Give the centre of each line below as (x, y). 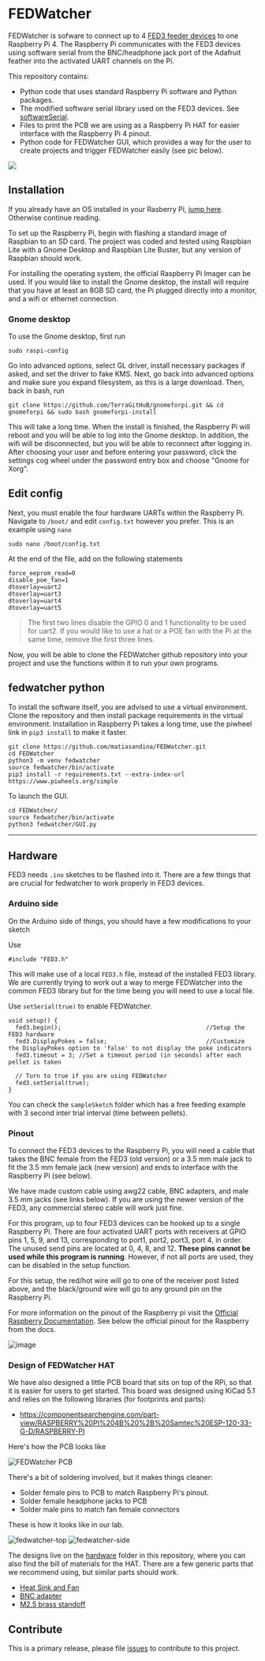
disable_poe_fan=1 (38, 580)
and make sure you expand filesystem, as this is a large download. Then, (126, 382)
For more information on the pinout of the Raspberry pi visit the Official (123, 1313)
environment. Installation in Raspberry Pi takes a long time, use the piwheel (130, 724)
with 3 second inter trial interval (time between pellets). (98, 1113)
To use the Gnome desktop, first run (67, 336)
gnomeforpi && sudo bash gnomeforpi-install (82, 412)
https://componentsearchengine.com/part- (90, 1415)
